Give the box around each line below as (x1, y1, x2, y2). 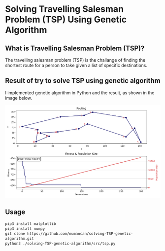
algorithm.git (5, 236, 34, 241)
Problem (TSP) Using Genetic (5, 14, 127, 25)
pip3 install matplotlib (5, 221, 56, 226)
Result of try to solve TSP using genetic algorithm (5, 76, 161, 85)
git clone (5, 231, 26, 236)
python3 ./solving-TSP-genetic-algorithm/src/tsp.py (5, 241, 116, 246)
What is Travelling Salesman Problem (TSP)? (5, 44, 145, 52)
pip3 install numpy (5, 226, 45, 231)
